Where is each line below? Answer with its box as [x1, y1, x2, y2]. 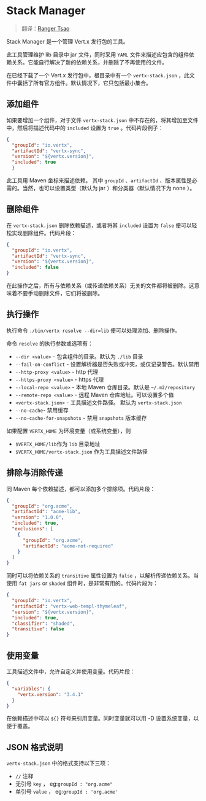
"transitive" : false [12, 626, 64, 632]
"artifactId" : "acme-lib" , [12, 509, 81, 515]
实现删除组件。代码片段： [11, 229, 77, 236]
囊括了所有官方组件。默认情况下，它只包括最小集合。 [17, 79, 151, 87]
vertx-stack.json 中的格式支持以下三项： [6, 759, 112, 767]
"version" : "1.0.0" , [12, 514, 64, 520]
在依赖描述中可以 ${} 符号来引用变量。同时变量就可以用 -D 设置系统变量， [6, 714, 194, 722]
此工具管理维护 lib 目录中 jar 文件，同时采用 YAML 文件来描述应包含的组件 [6, 50, 189, 58]
